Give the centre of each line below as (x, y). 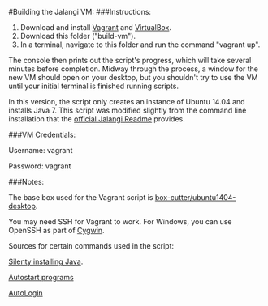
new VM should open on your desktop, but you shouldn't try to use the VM (133, 77)
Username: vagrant (41, 150)
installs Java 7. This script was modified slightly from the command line (128, 110)
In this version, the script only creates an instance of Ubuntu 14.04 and (127, 102)
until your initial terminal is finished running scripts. (93, 86)
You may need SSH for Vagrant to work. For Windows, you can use (120, 221)
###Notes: (26, 182)
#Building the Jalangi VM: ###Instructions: (80, 12)
